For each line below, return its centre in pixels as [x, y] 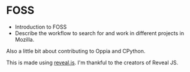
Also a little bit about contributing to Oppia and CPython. [76, 51]
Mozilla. [25, 39]
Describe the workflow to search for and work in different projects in [99, 33]
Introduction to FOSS [41, 27]
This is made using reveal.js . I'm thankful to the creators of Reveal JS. [92, 62]
